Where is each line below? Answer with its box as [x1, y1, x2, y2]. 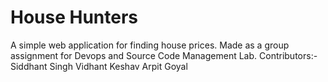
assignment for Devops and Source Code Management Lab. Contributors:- [10, 49, 318, 61]
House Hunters [10, 6, 139, 29]
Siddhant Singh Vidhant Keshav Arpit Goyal [10, 60, 188, 72]
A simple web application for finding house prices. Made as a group [10, 39, 290, 51]
